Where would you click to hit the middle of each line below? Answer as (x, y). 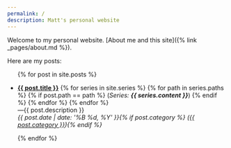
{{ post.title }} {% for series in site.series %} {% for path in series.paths (121, 88)
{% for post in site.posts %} (57, 74)
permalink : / (26, 14)
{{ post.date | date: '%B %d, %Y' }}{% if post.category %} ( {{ (106, 117)
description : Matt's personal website (63, 20)
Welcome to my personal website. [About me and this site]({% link (102, 40)
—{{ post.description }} (51, 110)
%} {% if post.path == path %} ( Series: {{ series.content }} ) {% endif (117, 95)
